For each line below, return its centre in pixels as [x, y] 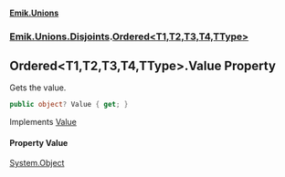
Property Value [39, 142]
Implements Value [43, 122]
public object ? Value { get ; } [69, 105]
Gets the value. [38, 88]
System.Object [37, 163]
